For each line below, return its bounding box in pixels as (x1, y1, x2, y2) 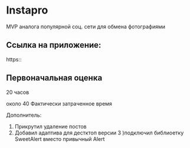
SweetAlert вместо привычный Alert (14, 135, 105, 142)
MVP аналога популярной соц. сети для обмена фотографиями (6, 23, 165, 30)
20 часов (6, 88, 30, 96)
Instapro (6, 4, 48, 17)
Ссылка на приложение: (6, 40, 101, 50)
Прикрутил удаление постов (14, 123, 87, 130)
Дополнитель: (6, 111, 42, 119)
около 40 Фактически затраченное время (6, 100, 112, 107)
